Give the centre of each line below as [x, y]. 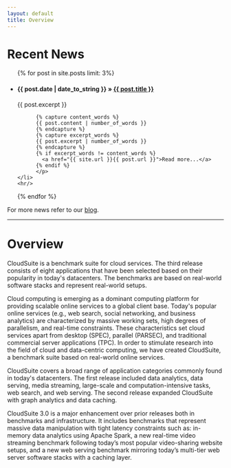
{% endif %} [53, 165]
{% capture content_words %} [77, 117]
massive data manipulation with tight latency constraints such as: [99, 428]
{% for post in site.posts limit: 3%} [66, 73]
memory [19, 435]
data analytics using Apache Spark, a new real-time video [114, 435]
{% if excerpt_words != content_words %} [96, 153]
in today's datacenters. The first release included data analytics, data [105, 378]
